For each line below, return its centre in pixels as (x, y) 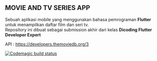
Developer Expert (23, 35)
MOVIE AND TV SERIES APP (48, 8)
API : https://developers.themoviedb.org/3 (47, 44)
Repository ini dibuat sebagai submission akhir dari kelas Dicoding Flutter (78, 30)
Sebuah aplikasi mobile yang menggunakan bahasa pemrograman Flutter (78, 19)
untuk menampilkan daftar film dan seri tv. (47, 24)
